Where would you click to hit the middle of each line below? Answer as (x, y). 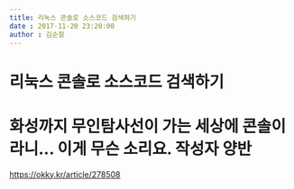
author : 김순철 (37, 34)
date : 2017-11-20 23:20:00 (62, 26)
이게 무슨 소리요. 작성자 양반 (155, 148)
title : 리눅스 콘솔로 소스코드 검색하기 (73, 18)
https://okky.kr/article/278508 (65, 174)
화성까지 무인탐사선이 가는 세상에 (124, 126)
